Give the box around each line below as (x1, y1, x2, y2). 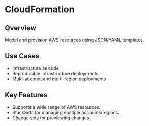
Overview (5, 24, 37, 32)
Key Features (5, 91, 48, 99)
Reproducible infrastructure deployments (12, 70, 99, 76)
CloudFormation (5, 4, 75, 15)
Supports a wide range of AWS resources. (12, 104, 101, 110)
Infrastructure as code (12, 65, 59, 71)
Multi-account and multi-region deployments (12, 76, 106, 82)
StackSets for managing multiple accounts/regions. (12, 109, 120, 115)
